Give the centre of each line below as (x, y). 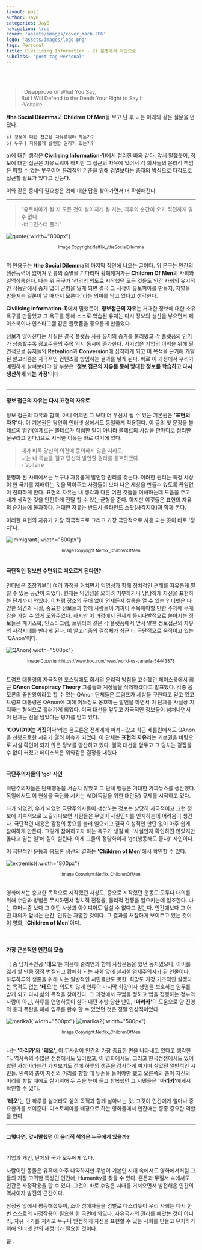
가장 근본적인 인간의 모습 (35, 950)
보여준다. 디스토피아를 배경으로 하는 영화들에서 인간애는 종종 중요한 (106, 1109)
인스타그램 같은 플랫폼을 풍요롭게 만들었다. (82, 323)
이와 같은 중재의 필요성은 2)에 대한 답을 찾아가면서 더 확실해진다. (82, 191)
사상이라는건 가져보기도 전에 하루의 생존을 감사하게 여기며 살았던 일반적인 (103, 1066)
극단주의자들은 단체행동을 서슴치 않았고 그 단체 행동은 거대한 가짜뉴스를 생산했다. (101, 788)
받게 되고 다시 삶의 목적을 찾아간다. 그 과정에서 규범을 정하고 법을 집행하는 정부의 (101, 994)
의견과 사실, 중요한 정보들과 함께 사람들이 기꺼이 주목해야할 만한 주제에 (100, 608)
